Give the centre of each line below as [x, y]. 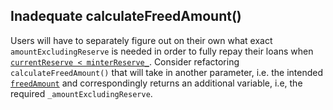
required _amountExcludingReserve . [81, 93]
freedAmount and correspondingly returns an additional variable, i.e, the [156, 83]
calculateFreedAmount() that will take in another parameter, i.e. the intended [167, 72]
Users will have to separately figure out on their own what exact [141, 40]
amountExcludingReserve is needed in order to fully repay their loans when [162, 51]
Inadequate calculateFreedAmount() [126, 16]
